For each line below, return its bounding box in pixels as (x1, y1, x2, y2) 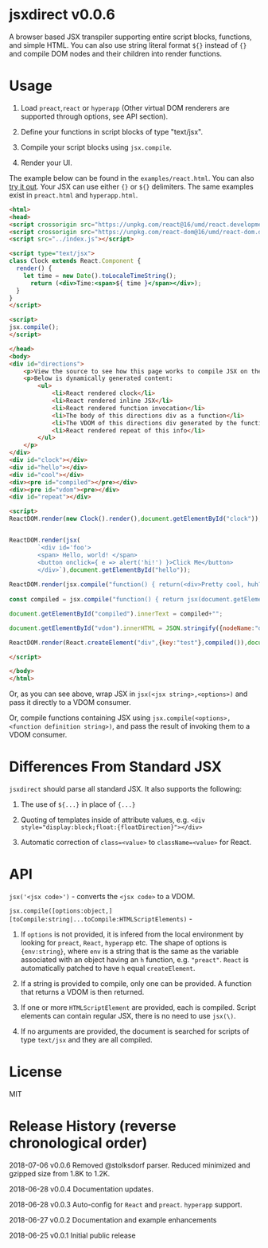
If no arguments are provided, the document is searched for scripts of (20, 1027, 250, 1036)
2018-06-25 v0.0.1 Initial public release (9, 1230, 136, 1240)
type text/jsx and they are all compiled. (20, 1035, 153, 1044)
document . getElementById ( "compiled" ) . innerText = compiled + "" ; (9, 609, 223, 618)
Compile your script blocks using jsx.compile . (20, 142, 172, 152)
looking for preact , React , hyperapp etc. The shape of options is (20, 938, 227, 947)
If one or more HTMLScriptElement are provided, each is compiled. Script (20, 1003, 257, 1012)
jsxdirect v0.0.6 (9, 6, 116, 24)
